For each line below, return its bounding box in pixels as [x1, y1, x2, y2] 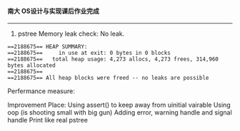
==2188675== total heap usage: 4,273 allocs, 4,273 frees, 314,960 [7, 56, 219, 63]
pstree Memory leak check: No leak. [17, 29, 125, 38]
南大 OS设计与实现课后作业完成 [7, 6, 100, 15]
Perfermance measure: [7, 87, 75, 95]
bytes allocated [7, 62, 56, 69]
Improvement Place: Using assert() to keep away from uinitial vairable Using [7, 100, 231, 110]
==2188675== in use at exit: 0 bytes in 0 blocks [7, 50, 171, 57]
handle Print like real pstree [7, 116, 88, 125]
